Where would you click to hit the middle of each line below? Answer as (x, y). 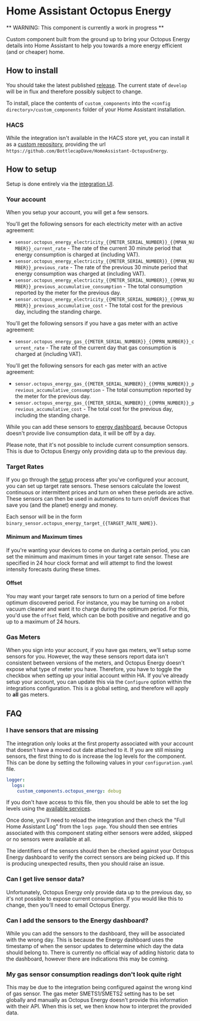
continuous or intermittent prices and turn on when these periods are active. (100, 492)
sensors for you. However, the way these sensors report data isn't (87, 657)
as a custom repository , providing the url (56, 144)
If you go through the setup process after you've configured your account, (98, 480)
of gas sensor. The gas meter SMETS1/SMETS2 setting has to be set (90, 993)
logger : (16, 780)
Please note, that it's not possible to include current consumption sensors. (98, 445)
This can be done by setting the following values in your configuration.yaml (100, 762)
